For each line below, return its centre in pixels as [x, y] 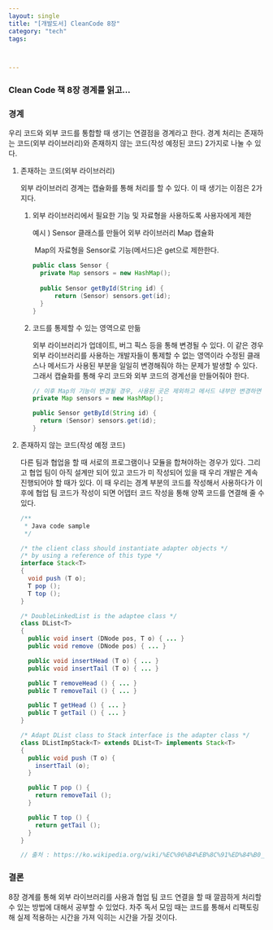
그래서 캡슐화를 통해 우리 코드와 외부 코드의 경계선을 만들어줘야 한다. [141, 375]
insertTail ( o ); [63, 765]
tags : [17, 39]
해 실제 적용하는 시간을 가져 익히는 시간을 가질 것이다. [93, 917]
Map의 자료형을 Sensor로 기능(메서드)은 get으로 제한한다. [127, 250]
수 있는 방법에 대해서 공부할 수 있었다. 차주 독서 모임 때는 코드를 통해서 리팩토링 [134, 907]
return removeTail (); [74, 796]
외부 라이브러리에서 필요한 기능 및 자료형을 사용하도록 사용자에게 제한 [142, 216]
